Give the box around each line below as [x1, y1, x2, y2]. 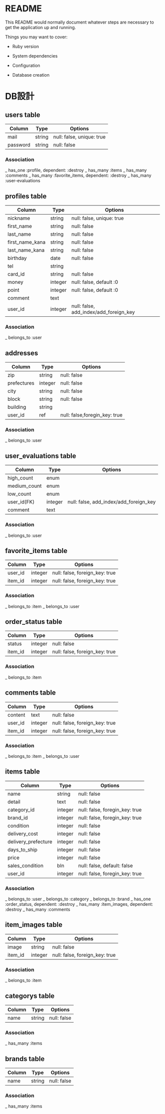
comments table [5, 689, 56, 697]
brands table [5, 1055, 45, 1063]
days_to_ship [7, 846, 38, 853]
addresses [5, 349, 38, 357]
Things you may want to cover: [5, 34, 68, 40]
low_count [7, 491, 31, 498]
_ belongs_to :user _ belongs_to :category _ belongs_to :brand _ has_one [5, 896, 151, 902]
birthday [7, 255, 27, 262]
